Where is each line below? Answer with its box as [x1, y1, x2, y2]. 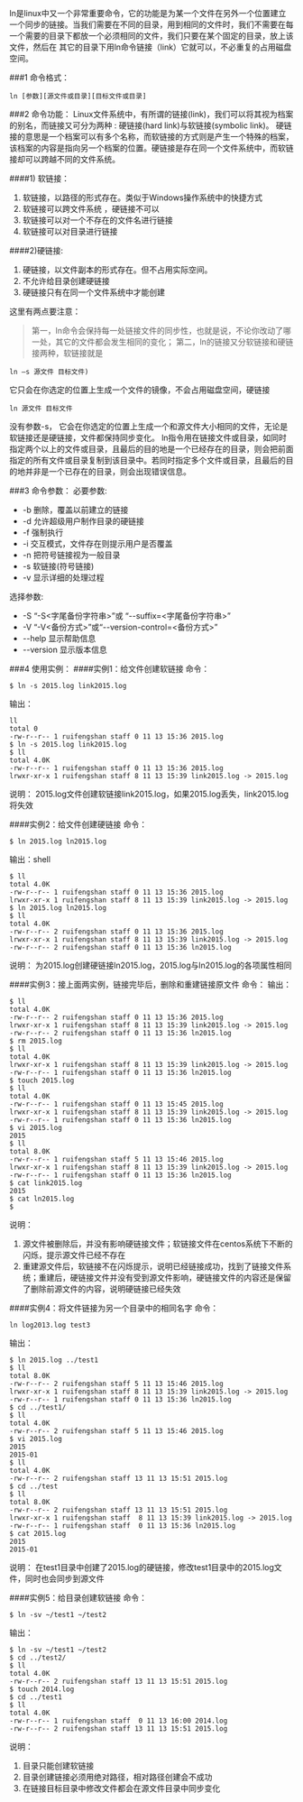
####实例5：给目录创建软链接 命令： [9, 1593, 147, 1603]
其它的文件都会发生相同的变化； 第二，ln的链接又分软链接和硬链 [55, 336, 294, 347]
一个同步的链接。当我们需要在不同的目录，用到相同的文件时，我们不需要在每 [9, 19, 294, 30]
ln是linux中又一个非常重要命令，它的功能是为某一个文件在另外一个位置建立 [9, 8, 287, 18]
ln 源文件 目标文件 [9, 404, 73, 413]
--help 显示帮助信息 [22, 633, 96, 643]
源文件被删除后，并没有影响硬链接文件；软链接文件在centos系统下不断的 [22, 1238, 293, 1249]
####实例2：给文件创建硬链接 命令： [9, 819, 147, 830]
